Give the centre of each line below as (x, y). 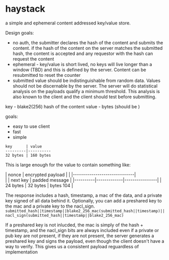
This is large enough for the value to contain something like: (68, 165)
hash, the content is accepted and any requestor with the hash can (83, 53)
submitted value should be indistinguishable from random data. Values (87, 80)
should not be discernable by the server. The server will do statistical (85, 86)
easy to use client (31, 126)
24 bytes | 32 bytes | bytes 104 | (39, 185)
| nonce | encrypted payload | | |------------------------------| (71, 175)
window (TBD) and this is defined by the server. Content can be (79, 70)
